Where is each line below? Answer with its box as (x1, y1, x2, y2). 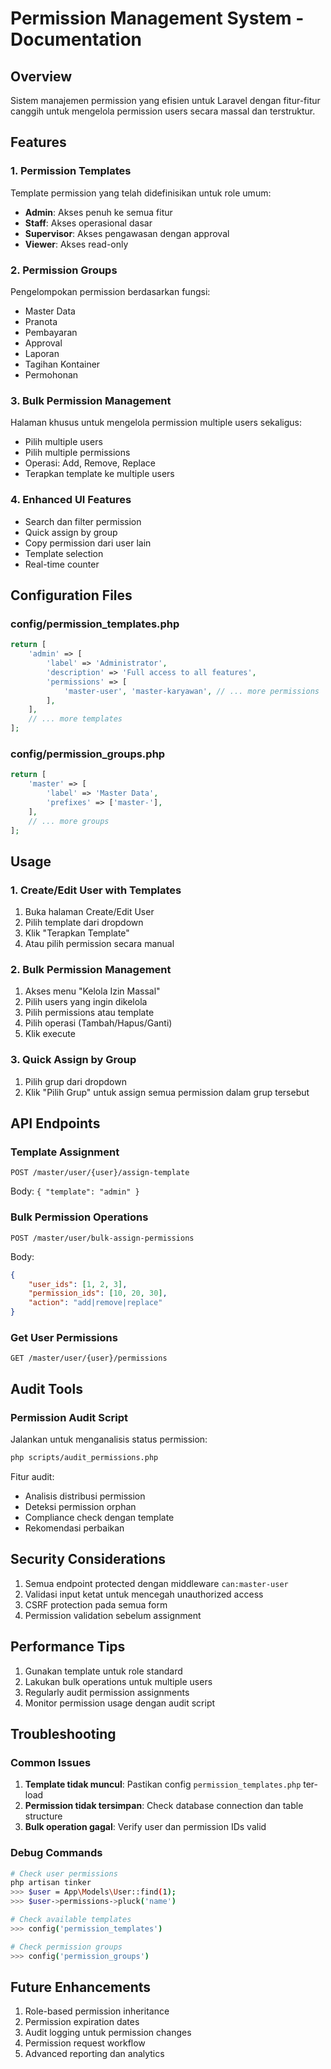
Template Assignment (10, 1145, 120, 1159)
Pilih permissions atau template (24, 1007, 155, 1019)
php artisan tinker (10, 1878, 92, 1888)
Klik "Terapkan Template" (24, 927, 130, 939)
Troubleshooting (10, 1725, 117, 1742)
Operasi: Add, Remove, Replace (24, 457, 156, 469)
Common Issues (10, 1755, 92, 1769)
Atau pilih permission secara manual (24, 938, 175, 950)
